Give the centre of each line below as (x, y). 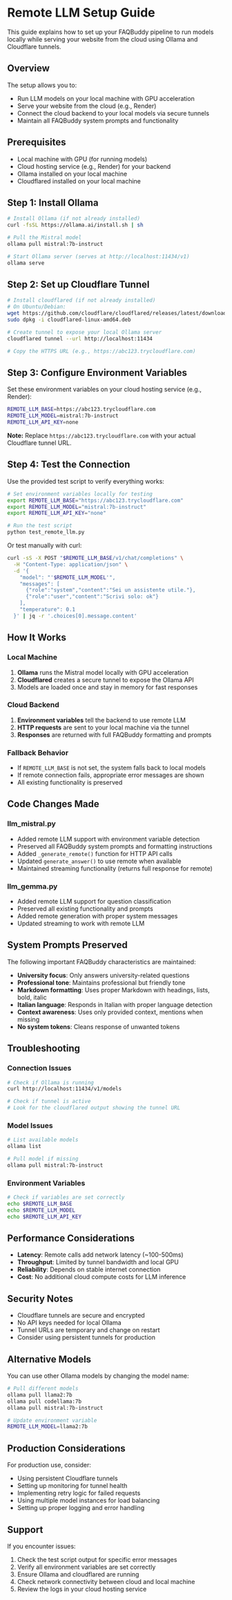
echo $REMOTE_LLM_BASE (40, 1204)
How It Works (37, 638)
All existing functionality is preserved (70, 783)
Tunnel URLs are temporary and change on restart (88, 1330)
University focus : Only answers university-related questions (103, 975)
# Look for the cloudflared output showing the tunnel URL (94, 1108)
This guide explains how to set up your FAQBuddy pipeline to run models (110, 32)
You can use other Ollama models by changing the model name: (98, 1376)
